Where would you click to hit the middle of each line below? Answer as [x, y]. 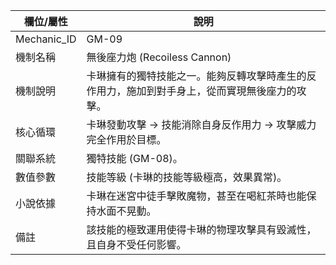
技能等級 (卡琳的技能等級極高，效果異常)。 [187, 177]
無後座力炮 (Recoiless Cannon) [159, 57]
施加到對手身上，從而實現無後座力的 [211, 91]
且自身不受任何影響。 [136, 244]
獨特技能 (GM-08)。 [134, 158]
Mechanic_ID [46, 39]
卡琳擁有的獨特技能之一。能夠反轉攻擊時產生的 [196, 76]
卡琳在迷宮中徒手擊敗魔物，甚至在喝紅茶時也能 [196, 196]
